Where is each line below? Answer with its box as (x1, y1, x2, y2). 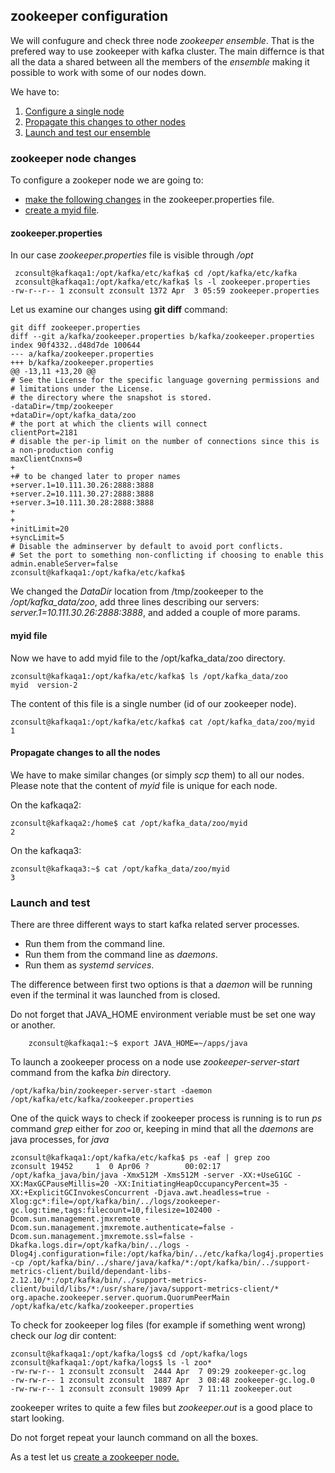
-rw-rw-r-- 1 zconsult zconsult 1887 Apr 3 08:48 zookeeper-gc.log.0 (10, 1375, 315, 1386)
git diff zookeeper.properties (10, 323, 141, 333)
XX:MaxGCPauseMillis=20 (10, 1179, 110, 1189)
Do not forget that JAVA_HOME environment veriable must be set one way (10, 1009, 316, 1021)
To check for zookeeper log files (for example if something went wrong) (10, 1319, 307, 1331)
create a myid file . (24, 204, 100, 216)
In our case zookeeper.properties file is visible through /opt (10, 249, 254, 261)
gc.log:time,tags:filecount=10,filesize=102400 (10, 1205, 213, 1216)
